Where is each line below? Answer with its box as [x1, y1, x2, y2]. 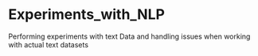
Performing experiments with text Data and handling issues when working [8, 32, 251, 41]
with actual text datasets [8, 39, 89, 49]
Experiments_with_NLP [8, 6, 166, 24]
